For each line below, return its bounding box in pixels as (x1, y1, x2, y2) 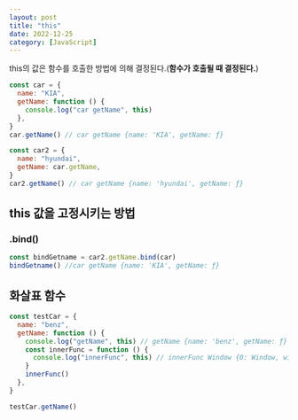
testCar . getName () (9, 402, 77, 411)
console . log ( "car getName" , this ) (25, 105, 153, 114)
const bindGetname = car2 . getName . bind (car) (9, 253, 176, 262)
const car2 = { (9, 146, 66, 155)
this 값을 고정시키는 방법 (9, 206, 136, 222)
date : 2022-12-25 (9, 29, 74, 38)
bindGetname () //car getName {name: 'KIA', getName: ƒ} (9, 261, 220, 270)
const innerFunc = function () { (25, 345, 149, 354)
